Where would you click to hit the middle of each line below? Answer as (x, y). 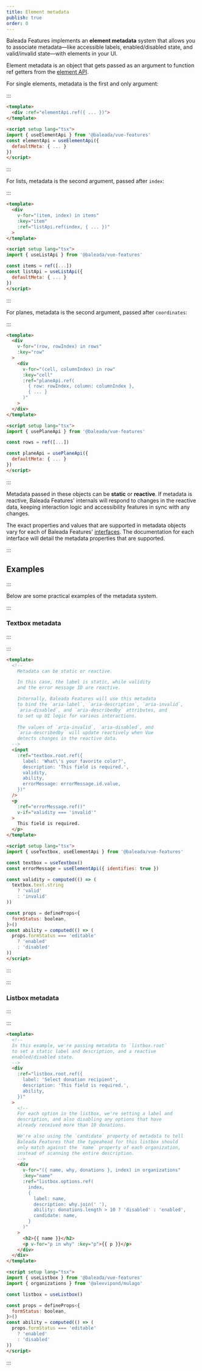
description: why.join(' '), (70, 1204)
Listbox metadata (33, 998)
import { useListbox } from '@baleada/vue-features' (75, 1278)
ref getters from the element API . (47, 72)
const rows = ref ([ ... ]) (38, 442)
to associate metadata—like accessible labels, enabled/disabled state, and (99, 47)
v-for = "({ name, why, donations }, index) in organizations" (102, 1170)
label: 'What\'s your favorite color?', (74, 761)
